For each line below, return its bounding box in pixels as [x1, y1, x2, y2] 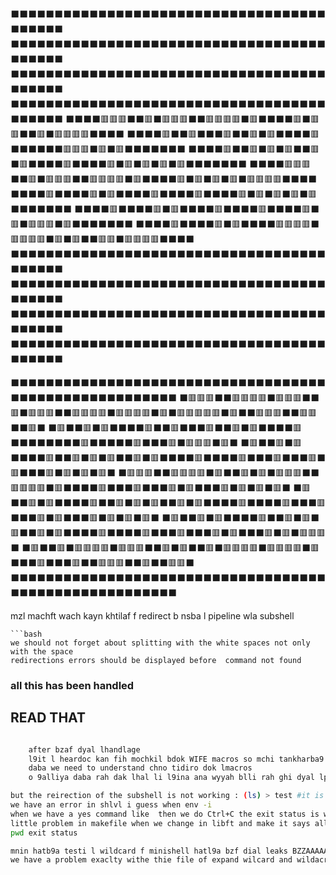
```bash [10, 629, 43, 639]
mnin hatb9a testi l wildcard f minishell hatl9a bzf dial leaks [10, 846, 288, 856]
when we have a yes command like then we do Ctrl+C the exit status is [10, 809, 320, 819]
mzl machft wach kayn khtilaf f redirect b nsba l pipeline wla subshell [10, 610, 295, 622]
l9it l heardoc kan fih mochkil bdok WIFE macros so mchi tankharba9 [28, 754, 325, 764]
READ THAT [10, 709, 86, 727]
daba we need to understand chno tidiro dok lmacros [28, 763, 253, 773]
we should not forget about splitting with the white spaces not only [10, 638, 311, 648]
